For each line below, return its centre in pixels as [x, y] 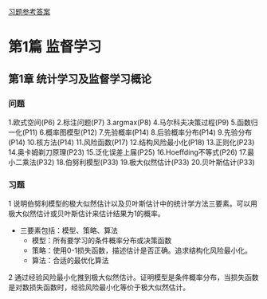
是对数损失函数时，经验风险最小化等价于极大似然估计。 [99, 287]
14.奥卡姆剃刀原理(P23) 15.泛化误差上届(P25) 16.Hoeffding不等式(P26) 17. [128, 152]
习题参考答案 [29, 12]
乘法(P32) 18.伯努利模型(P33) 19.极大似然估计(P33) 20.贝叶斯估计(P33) [138, 162]
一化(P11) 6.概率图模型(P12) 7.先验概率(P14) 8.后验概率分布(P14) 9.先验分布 [130, 132]
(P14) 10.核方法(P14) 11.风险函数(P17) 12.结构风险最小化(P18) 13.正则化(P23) [132, 142]
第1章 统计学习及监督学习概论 [80, 79]
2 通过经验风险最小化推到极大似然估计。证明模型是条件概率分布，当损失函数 [133, 277]
